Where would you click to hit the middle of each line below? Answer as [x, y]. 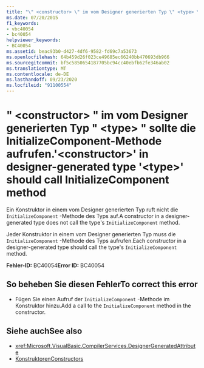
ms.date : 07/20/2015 [32, 18]
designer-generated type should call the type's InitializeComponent [92, 247]
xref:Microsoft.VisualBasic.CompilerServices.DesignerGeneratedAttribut [105, 346]
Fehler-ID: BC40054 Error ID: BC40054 [56, 265]
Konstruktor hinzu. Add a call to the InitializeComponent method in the [103, 305]
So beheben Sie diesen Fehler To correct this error [102, 285]
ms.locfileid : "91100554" [39, 86]
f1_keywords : [23, 23]
